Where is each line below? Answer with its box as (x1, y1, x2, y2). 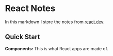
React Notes (5, 3, 56, 14)
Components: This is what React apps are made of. (5, 45, 108, 51)
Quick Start (5, 33, 40, 41)
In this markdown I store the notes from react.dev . (5, 19, 105, 25)
